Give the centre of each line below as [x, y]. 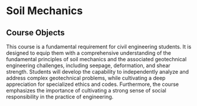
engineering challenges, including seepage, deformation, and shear [88, 65]
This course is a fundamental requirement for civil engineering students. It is [99, 47]
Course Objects [35, 33]
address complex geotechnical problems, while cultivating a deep [86, 78]
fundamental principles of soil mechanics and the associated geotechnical [96, 59]
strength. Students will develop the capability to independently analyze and [98, 72]
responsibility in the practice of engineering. [60, 97]
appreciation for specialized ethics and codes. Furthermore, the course [92, 84]
